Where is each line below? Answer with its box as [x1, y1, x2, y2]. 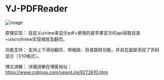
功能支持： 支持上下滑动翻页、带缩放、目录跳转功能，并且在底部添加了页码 [5, 46, 160, 52]
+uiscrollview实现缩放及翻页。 [5, 36, 68, 42]
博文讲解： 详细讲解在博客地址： [5, 63, 72, 69]
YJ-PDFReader [5, 3, 68, 14]
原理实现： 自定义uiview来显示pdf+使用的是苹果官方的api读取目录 [5, 29, 141, 35]
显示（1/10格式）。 [5, 53, 42, 59]
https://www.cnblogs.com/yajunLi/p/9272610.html [5, 69, 108, 75]
